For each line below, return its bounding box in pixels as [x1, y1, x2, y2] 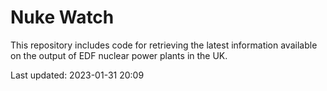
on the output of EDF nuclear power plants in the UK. [10, 49, 228, 61]
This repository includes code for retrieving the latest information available [10, 39, 318, 51]
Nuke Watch [10, 6, 115, 29]
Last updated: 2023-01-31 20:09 [10, 69, 145, 81]
